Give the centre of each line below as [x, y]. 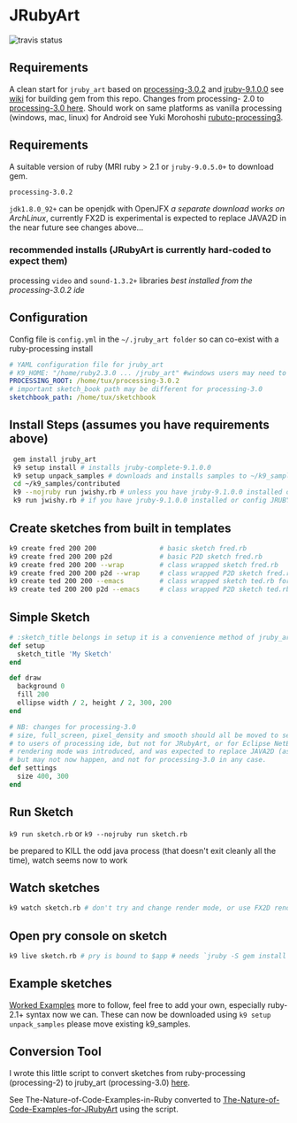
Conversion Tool [55, 1052]
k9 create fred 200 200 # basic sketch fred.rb [128, 548]
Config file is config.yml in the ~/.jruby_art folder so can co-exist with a [144, 339]
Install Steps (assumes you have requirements [139, 425]
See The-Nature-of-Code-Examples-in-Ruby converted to [115, 1099]
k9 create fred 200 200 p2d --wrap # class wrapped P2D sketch [136, 573]
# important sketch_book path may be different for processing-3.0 [136, 389]
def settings [33, 768]
